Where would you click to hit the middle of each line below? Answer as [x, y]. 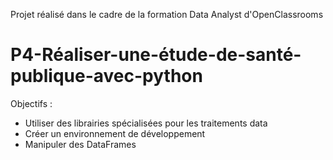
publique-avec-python [106, 76]
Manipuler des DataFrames [80, 144]
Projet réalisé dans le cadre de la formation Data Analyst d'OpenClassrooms [167, 14]
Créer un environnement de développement [115, 133]
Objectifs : [31, 103]
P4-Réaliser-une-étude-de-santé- [156, 55]
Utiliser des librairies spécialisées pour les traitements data [146, 123]
